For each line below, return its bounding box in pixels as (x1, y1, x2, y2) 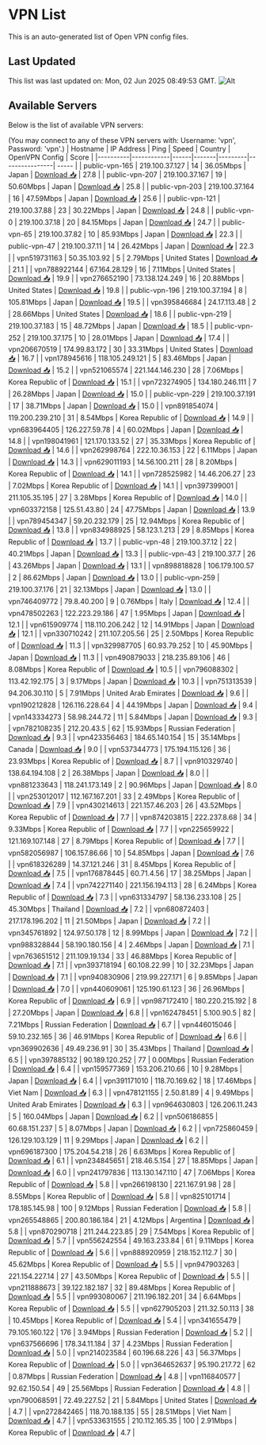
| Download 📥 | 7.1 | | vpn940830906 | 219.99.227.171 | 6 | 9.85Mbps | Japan (8, 972, 258, 981)
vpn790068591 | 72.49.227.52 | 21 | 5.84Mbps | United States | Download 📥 (8, 1395, 257, 1405)
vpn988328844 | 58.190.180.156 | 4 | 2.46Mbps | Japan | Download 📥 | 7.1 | (8, 939, 255, 950)
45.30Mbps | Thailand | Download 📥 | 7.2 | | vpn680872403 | (8, 904, 209, 914)
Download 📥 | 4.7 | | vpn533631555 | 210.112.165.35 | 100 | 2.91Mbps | (8, 1416, 237, 1425)
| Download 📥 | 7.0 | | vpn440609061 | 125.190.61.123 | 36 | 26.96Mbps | (8, 984, 245, 993)
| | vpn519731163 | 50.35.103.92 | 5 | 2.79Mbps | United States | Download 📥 (8, 252, 258, 263)
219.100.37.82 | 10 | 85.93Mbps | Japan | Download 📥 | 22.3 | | (38, 229, 243, 239)
